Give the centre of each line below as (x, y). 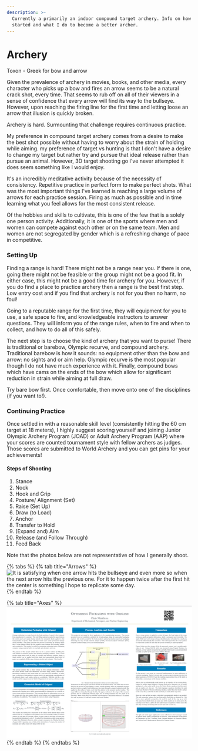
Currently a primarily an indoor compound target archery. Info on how (102, 18)
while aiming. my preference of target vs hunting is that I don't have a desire (99, 149)
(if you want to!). (26, 396)
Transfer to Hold (35, 525)
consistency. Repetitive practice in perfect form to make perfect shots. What (99, 185)
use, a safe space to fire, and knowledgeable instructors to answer (87, 316)
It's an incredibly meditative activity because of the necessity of (84, 179)
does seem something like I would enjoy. (56, 167)
